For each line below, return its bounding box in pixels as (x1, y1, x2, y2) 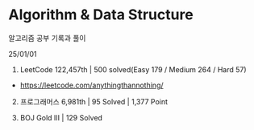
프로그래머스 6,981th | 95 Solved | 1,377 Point (19, 96, 168, 106)
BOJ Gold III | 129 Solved (19, 112, 103, 122)
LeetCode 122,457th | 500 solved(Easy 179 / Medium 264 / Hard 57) (19, 64, 248, 74)
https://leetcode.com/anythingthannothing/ (19, 80, 164, 90)
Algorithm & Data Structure (8, 6, 194, 24)
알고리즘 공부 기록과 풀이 (8, 33, 86, 43)
